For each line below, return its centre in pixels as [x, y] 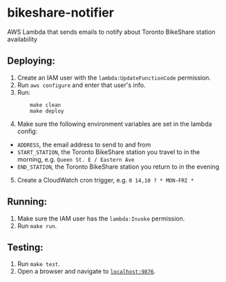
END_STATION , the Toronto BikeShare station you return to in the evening [118, 167]
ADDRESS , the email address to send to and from [84, 144]
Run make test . [38, 264]
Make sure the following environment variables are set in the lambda [114, 124]
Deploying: [31, 61]
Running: [27, 202]
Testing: [25, 247]
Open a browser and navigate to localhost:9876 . [86, 272]
